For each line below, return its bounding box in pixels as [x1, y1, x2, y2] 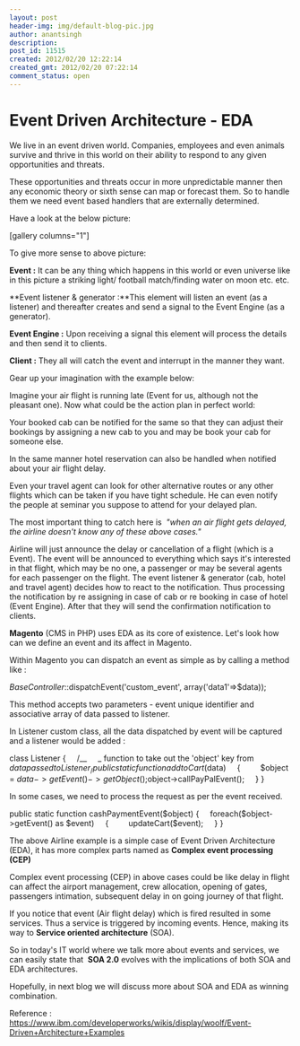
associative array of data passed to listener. [9, 708, 170, 719]
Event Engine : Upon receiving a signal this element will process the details [9, 328, 287, 339]
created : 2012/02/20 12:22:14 [9, 55, 123, 64]
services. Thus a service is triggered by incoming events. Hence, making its [9, 918, 289, 928]
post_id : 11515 [9, 47, 66, 56]
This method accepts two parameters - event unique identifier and [9, 699, 254, 710]
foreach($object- [210, 808, 273, 819]
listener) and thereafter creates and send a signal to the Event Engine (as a [9, 301, 285, 312]
